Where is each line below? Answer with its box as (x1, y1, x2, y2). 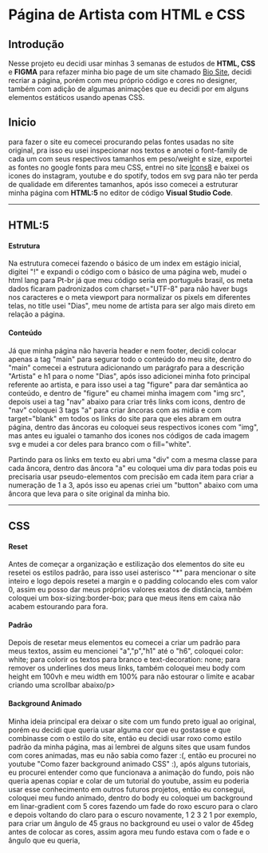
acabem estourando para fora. (8, 602, 108, 612)
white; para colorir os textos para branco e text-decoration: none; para (8, 655, 241, 664)
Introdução (8, 38, 65, 51)
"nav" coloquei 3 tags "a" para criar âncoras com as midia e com (8, 405, 222, 415)
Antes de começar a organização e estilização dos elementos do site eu (8, 560, 245, 569)
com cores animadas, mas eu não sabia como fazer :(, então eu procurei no (8, 750, 257, 760)
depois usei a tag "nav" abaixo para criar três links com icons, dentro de (8, 397, 246, 406)
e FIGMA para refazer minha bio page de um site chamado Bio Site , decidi (8, 67, 252, 77)
